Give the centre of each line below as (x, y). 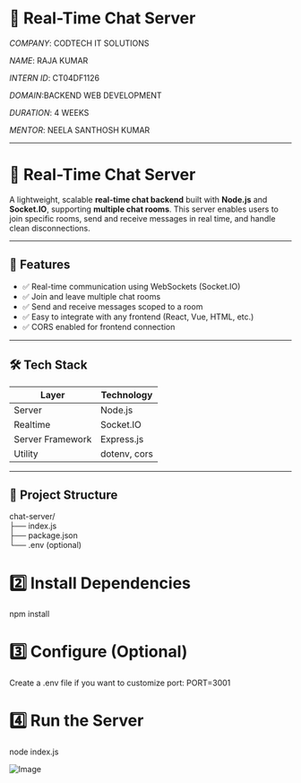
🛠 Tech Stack (48, 365)
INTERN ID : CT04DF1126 (55, 78)
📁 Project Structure (64, 495)
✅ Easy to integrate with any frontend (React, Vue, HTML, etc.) (138, 317)
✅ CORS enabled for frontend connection (99, 326)
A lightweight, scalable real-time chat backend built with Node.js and (138, 199)
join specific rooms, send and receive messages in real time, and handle (142, 218)
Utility (26, 454)
